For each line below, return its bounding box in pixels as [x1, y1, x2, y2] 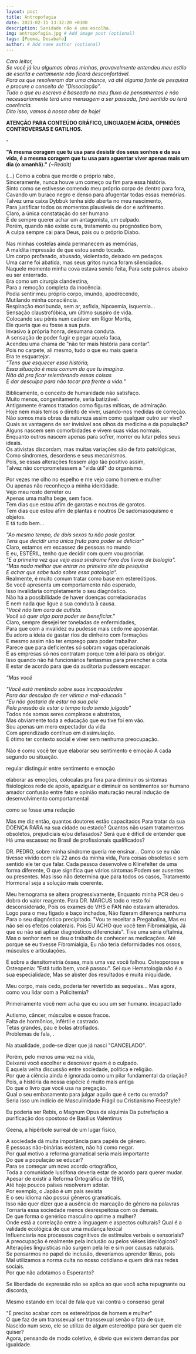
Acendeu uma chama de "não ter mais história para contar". [6, 340, 151, 347]
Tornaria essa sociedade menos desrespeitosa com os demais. [6, 1206, 159, 1213]
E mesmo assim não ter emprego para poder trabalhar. [6, 637, 138, 644]
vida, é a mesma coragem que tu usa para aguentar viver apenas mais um [6, 154, 190, 162]
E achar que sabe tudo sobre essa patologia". [6, 568, 117, 575]
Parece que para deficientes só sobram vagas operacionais [6, 644, 150, 651]
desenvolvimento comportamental [6, 795, 89, 802]
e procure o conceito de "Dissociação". [6, 83, 102, 90]
